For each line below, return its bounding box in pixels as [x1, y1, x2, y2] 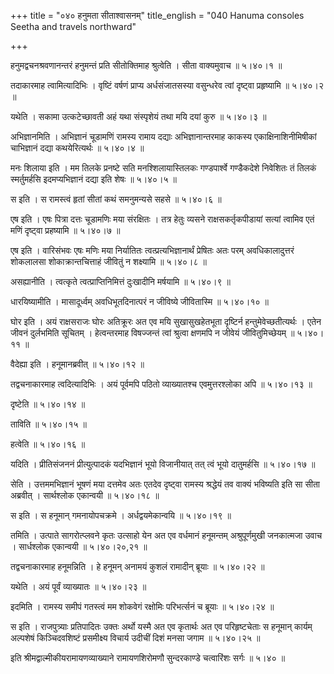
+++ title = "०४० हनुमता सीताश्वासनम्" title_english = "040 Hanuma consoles [10, 10, 305, 21]
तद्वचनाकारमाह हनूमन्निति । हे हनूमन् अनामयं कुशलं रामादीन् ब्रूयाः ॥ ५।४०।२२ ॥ [10, 561, 265, 572]
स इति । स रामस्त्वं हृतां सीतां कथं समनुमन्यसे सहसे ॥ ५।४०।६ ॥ [10, 193, 222, 205]
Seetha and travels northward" [10, 21, 137, 32]
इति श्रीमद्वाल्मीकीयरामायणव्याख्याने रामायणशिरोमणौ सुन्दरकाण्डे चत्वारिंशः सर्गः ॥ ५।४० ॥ [10, 652, 286, 664]
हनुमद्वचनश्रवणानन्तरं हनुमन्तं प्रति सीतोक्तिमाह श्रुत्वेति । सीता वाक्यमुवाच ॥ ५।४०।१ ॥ [10, 60, 283, 71]
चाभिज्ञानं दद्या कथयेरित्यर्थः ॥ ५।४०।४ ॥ [10, 142, 145, 154]
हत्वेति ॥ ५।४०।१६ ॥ [10, 438, 86, 450]
